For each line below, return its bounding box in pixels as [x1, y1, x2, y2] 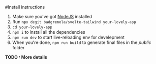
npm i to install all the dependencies [12, 29, 85, 35]
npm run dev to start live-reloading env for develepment [12, 34, 125, 40]
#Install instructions [5, 4, 45, 10]
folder [12, 45, 25, 50]
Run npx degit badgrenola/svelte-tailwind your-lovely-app [12, 19, 136, 24]
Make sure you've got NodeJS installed [12, 14, 92, 19]
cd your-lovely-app [12, 25, 53, 30]
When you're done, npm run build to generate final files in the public [12, 40, 152, 45]
